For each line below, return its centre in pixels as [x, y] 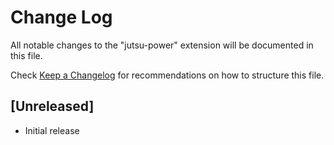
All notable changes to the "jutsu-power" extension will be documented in [162, 45]
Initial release [52, 130]
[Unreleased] [52, 106]
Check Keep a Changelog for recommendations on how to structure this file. [167, 75]
